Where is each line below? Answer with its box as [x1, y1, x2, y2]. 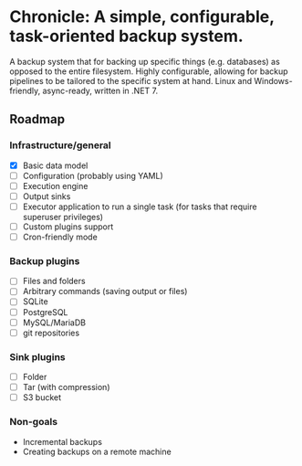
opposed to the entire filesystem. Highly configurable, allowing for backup [9, 66, 289, 77]
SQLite [22, 296, 48, 307]
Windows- [254, 75, 294, 86]
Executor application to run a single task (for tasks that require [22, 201, 257, 212]
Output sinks [22, 190, 71, 202]
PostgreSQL [22, 306, 68, 317]
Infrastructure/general [9, 139, 111, 152]
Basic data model [22, 160, 89, 171]
